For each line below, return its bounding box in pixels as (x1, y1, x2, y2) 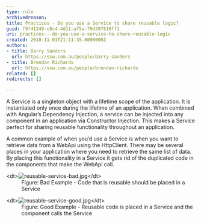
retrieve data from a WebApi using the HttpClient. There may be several (6, 142, 184, 149)
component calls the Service (21, 210, 92, 217)
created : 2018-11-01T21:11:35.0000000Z (6, 37, 107, 43)
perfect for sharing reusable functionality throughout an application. (6, 124, 175, 131)
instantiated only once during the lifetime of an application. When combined (6, 104, 194, 111)
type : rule (6, 8, 34, 15)
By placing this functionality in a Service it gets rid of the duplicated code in (6, 154, 194, 162)
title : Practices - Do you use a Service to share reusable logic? (6, 20, 179, 26)
